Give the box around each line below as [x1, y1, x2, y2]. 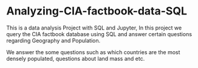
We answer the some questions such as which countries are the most [6, 48, 180, 55]
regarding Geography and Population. [6, 37, 101, 44]
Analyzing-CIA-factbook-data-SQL [6, 4, 187, 18]
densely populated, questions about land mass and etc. [6, 55, 145, 62]
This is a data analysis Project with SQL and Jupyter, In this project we [6, 24, 182, 31]
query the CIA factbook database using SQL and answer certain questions [6, 30, 193, 37]
